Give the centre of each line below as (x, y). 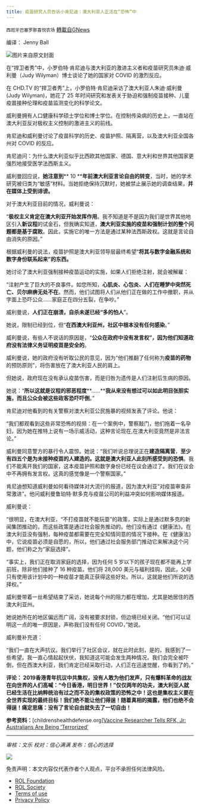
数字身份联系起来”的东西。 (39, 259)
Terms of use (31, 793)
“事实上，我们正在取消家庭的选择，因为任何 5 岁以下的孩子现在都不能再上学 (99, 561)
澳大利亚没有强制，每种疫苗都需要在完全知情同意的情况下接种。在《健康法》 (100, 534)
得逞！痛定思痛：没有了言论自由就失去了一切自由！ (69, 707)
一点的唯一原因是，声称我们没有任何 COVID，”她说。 (80, 624)
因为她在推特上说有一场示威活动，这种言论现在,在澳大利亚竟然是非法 (101, 431)
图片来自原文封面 (33, 55)
